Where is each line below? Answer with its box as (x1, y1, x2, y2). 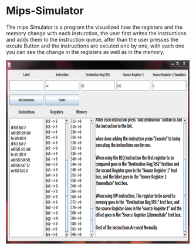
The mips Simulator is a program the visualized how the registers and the (6, 23, 183, 31)
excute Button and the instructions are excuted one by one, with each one (6, 42, 185, 49)
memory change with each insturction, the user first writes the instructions (6, 29, 187, 36)
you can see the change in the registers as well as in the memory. (6, 48, 165, 55)
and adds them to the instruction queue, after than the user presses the (6, 36, 179, 43)
